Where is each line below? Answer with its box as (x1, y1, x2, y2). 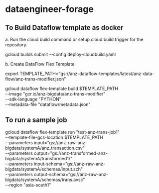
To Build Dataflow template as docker (5, 23, 124, 32)
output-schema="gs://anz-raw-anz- (34, 171, 109, 177)
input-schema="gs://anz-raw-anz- (34, 161, 106, 167)
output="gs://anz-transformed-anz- (34, 150, 108, 156)
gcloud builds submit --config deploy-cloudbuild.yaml (5, 51, 116, 57)
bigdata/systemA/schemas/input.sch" (5, 166, 83, 172)
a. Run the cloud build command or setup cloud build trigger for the (5, 36, 144, 42)
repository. (5, 42, 27, 48)
